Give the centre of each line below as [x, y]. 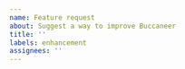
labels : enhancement [49, 43]
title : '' [28, 34]
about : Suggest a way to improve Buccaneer [93, 26]
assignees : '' [36, 51]
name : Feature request [52, 17]
